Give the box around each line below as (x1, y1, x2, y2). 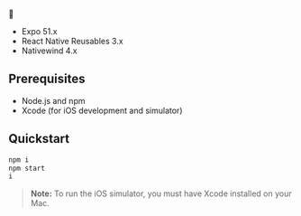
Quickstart (8, 131, 70, 146)
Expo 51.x (21, 26, 58, 36)
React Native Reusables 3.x (21, 36, 123, 46)
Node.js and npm (21, 95, 86, 106)
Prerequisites (8, 71, 86, 87)
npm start (8, 164, 46, 173)
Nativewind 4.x (21, 45, 78, 56)
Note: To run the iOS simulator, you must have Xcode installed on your (30, 188, 292, 199)
